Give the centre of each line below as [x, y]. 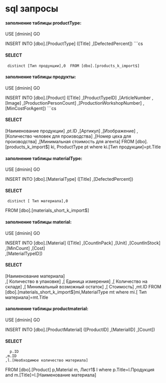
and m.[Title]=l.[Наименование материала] [51, 375]
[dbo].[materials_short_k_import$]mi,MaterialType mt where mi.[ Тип [76, 292]
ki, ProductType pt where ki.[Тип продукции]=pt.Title [106, 147]
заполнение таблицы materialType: [44, 158]
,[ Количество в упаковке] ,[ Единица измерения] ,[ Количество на [76, 281]
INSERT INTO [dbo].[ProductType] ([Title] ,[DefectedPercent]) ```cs [74, 44]
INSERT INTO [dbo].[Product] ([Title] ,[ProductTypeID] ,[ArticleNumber [78, 98]
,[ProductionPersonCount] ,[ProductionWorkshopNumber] [82, 103]
